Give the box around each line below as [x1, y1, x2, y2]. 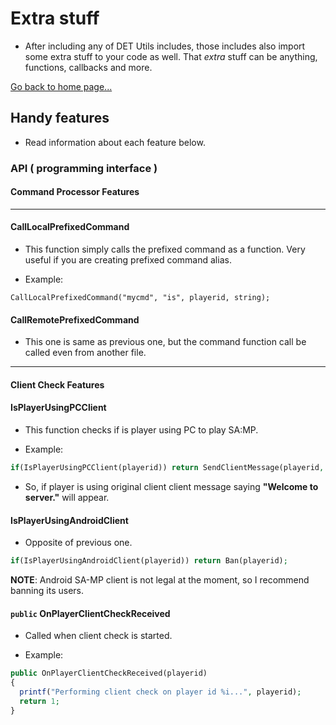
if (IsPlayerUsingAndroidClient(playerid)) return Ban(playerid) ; [10, 556, 288, 566]
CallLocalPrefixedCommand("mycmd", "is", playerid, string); [10, 293, 271, 303]
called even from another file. [24, 347, 147, 359]
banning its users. [10, 585, 84, 597]
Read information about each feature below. [24, 136, 206, 148]
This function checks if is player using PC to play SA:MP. [24, 424, 259, 436]
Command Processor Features [10, 186, 140, 198]
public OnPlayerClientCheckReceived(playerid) [10, 668, 208, 679]
